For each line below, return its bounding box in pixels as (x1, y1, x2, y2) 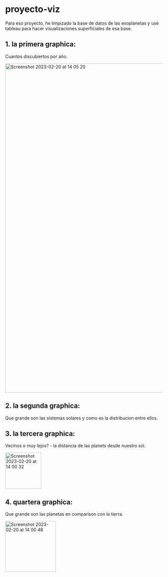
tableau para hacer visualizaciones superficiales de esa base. (5, 25, 132, 31)
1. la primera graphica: (5, 40, 76, 49)
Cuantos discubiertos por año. (5, 53, 67, 59)
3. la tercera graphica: (5, 429, 75, 438)
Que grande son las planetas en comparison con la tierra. (5, 511, 123, 517)
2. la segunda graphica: (5, 402, 80, 410)
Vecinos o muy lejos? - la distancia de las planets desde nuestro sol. (5, 443, 146, 449)
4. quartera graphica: (5, 498, 73, 506)
